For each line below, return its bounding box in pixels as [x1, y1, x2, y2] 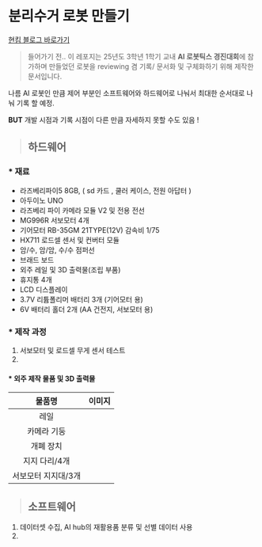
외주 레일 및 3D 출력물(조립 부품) [19, 264, 121, 274]
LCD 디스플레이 [19, 284, 68, 294]
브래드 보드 [19, 255, 55, 264]
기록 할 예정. [16, 98, 55, 108]
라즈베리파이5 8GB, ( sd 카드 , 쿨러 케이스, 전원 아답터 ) [19, 185, 192, 195]
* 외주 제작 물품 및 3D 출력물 [8, 374, 96, 383]
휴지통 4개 [19, 275, 53, 284]
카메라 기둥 [27, 426, 66, 437]
